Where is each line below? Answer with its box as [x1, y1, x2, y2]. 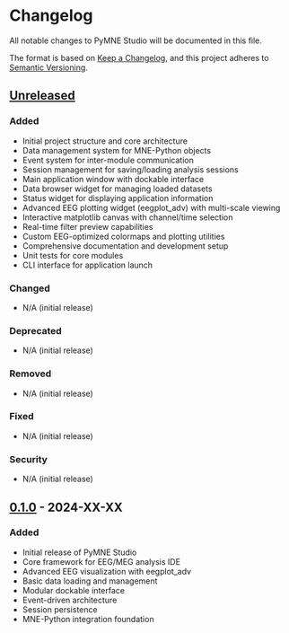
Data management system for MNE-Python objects [22, 145, 212, 155]
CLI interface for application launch [22, 259, 153, 270]
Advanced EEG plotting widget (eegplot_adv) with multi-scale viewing [22, 202, 281, 213]
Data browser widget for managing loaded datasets [22, 183, 213, 194]
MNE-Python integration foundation [22, 613, 154, 624]
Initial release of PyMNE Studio [22, 547, 137, 558]
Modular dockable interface [22, 585, 126, 595]
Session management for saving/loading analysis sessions [22, 163, 240, 175]
